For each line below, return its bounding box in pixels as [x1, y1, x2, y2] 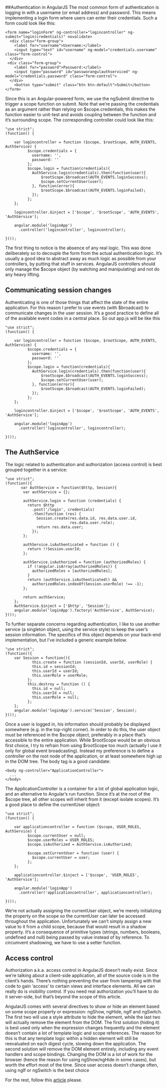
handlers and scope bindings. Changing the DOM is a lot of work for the [5, 1051, 153, 1057]
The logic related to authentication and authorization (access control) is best [5, 461, 162, 467]
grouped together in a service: [5, 467, 68, 473]
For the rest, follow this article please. [5, 1077, 83, 1083]
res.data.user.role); [69, 520, 115, 525]
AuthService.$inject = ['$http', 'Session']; [14, 603, 111, 608]
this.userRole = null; [31, 694, 79, 700]
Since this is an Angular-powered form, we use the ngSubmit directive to [5, 96, 155, 102]
